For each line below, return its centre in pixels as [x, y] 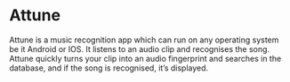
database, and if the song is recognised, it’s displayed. [109, 68]
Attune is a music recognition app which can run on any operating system [144, 40]
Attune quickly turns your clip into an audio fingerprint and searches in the [145, 58]
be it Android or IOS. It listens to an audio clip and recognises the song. [139, 48]
